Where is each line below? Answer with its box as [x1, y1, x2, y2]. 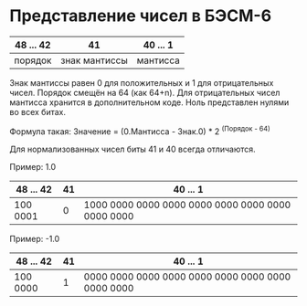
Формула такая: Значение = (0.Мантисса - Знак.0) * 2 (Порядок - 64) [9, 124, 271, 137]
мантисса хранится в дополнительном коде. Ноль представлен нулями [9, 97, 290, 108]
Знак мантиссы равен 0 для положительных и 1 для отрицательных [9, 77, 274, 88]
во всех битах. [9, 106, 67, 117]
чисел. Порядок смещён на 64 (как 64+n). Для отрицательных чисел [9, 87, 281, 98]
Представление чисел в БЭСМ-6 [9, 5, 272, 26]
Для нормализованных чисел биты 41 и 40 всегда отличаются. [9, 143, 256, 154]
